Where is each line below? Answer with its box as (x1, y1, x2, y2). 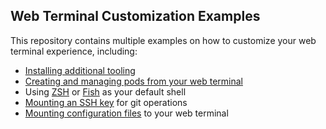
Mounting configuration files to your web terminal (24, 107, 229, 119)
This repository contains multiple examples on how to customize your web (10, 34, 317, 46)
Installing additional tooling (24, 64, 136, 76)
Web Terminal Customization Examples (10, 8, 261, 25)
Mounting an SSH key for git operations (24, 96, 188, 108)
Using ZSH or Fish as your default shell (24, 85, 187, 98)
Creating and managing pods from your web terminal (24, 75, 243, 87)
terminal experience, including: (10, 45, 138, 57)
